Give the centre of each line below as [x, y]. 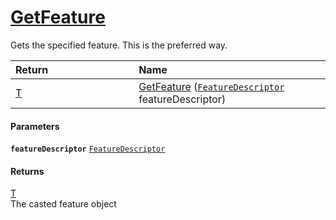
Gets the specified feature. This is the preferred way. [119, 45]
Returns [27, 171]
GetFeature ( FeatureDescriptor [211, 86]
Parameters [35, 126]
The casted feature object [63, 204]
